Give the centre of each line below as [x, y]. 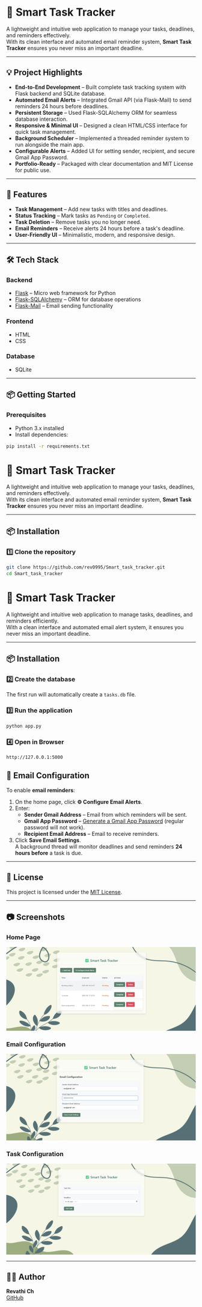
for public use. [33, 170]
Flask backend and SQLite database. [60, 93]
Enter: [22, 808]
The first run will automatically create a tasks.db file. [71, 695]
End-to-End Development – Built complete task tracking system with [100, 87]
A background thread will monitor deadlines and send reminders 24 [99, 846]
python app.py [24, 726]
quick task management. [45, 132]
